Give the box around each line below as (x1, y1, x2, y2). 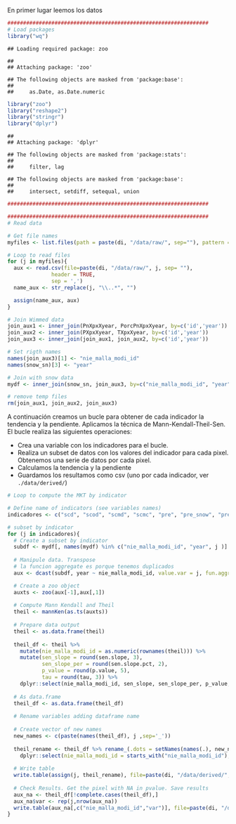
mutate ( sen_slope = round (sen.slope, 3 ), (20, 654, 143, 661)
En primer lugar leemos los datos (7, 6, 103, 14)
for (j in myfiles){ (7, 258, 68, 266)
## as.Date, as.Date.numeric (7, 88, 105, 96)
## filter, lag (7, 164, 65, 171)
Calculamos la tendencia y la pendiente (17, 464, 132, 472)
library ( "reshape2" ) (7, 107, 68, 115)
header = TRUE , (51, 271, 96, 278)
